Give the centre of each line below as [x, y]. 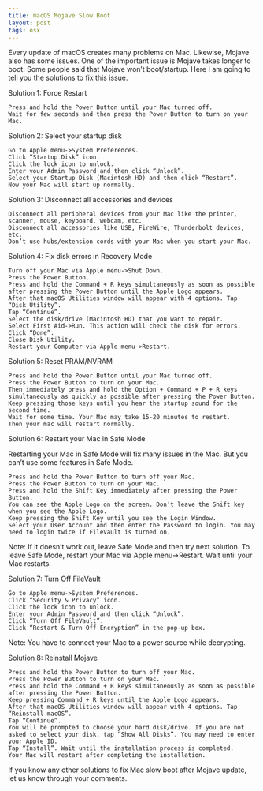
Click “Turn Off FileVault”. [56, 621]
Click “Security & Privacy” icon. [65, 601]
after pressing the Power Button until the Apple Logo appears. [116, 292]
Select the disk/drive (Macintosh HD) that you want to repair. [116, 319]
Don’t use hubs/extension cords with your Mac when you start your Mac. [130, 242]
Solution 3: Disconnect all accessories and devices [91, 200]
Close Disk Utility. [42, 340]
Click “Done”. [31, 333]
